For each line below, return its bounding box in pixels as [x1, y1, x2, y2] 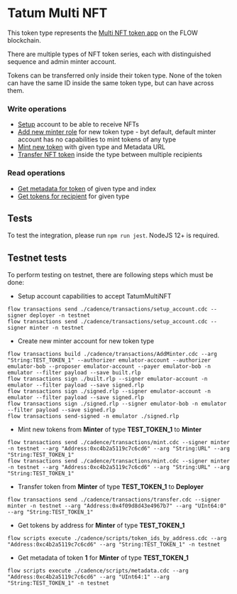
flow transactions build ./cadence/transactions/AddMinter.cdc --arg [7, 350, 218, 358]
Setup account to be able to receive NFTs [17, 120, 140, 129]
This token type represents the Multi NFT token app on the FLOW [7, 28, 199, 37]
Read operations [7, 168, 65, 178]
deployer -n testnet [29, 312, 91, 319]
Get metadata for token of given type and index [17, 184, 156, 193]
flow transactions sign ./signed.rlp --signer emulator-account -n [7, 388, 211, 395]
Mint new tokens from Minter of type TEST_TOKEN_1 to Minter [17, 425, 202, 434]
